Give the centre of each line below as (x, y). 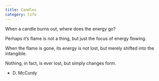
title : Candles (21, 10)
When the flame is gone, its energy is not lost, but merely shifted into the (80, 48)
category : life (21, 14)
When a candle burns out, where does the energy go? (61, 28)
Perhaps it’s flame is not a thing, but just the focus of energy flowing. (76, 38)
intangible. (16, 53)
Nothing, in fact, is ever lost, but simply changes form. (61, 63)
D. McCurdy (25, 72)
